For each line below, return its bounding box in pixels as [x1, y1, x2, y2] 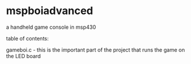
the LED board [6, 52, 41, 59]
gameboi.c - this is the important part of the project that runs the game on [6, 46, 185, 53]
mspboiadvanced [6, 4, 93, 18]
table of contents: [6, 35, 49, 42]
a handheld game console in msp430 [6, 23, 96, 31]
